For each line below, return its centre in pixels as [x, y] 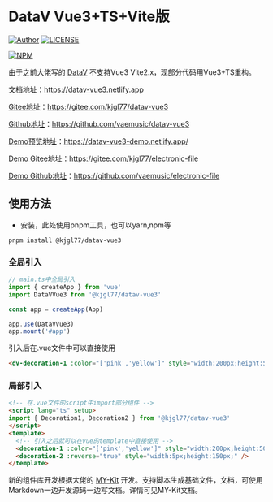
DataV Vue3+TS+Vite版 [89, 17]
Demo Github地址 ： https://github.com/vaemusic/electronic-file [114, 175]
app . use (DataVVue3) [41, 324]
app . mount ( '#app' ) [39, 331]
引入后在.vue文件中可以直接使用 [62, 348]
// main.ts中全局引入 [42, 280]
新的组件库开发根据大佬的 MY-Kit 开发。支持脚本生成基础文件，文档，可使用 [136, 480]
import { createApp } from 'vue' [65, 287]
